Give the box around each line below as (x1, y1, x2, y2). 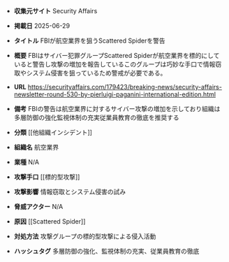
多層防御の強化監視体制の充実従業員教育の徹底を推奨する (13, 113, 179, 122)
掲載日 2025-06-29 (13, 22, 71, 30)
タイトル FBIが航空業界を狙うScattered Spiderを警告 (13, 36, 165, 45)
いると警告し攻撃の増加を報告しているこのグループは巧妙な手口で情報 (13, 60, 216, 68)
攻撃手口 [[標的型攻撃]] (13, 173, 80, 181)
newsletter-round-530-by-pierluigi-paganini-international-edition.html (13, 90, 216, 99)
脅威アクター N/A (13, 203, 64, 210)
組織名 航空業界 (13, 143, 59, 151)
